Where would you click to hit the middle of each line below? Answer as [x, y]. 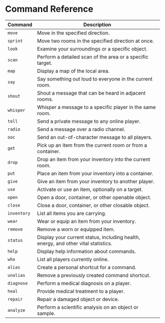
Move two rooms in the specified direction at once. [96, 41]
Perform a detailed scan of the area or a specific [93, 56]
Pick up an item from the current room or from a [92, 145]
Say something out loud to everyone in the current [95, 79]
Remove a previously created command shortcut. [94, 275]
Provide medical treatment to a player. [81, 291]
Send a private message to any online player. [89, 121]
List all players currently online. [73, 259]
